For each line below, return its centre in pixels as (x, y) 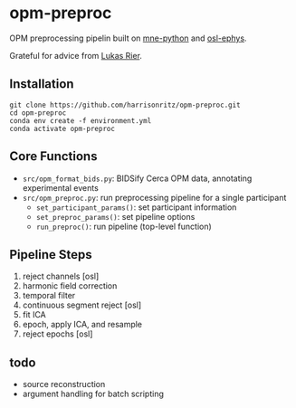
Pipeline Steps (51, 255)
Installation (42, 84)
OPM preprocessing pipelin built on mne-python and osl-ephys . (128, 38)
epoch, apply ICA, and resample (82, 325)
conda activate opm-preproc (62, 128)
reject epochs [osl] (57, 334)
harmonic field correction (70, 286)
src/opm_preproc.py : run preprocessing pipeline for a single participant (154, 197)
